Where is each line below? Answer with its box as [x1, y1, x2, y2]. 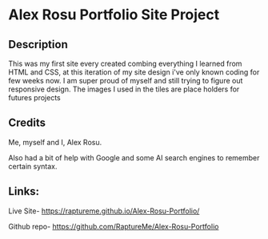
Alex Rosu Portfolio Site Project [8, 6, 220, 24]
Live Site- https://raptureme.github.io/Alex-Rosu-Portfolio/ [8, 206, 200, 216]
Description [8, 38, 68, 51]
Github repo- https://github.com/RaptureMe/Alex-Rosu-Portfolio [8, 221, 219, 231]
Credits [8, 116, 46, 130]
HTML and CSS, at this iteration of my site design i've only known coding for [8, 67, 260, 77]
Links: [8, 184, 40, 198]
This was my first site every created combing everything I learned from [8, 59, 242, 68]
